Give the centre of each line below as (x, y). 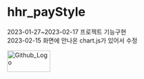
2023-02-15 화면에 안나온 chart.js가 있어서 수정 (72, 40)
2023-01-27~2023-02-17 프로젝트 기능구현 (67, 32)
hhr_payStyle (47, 12)
